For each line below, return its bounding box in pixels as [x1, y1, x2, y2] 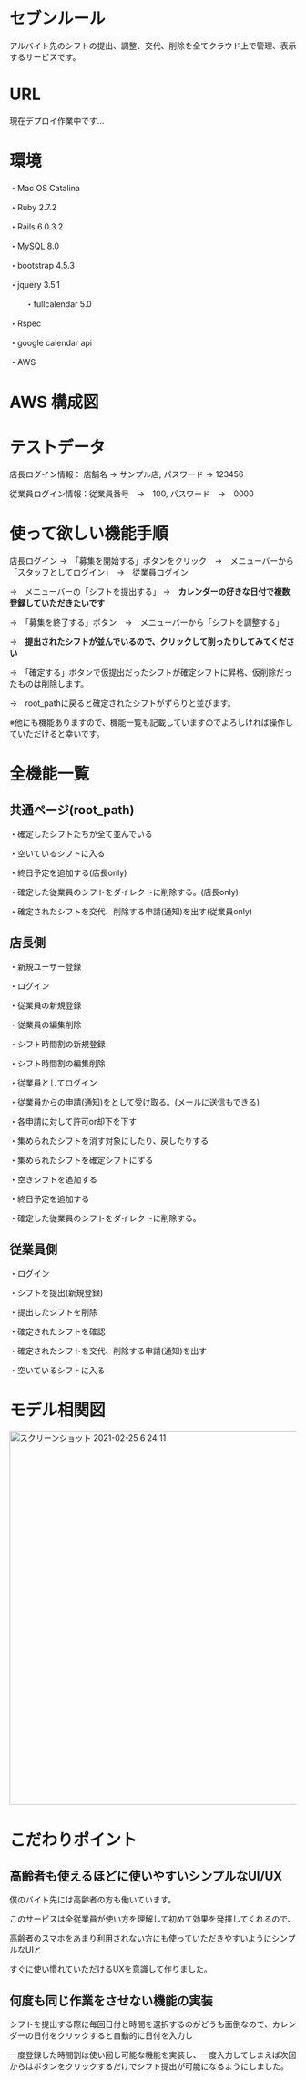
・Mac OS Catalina [9, 182, 80, 193]
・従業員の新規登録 [9, 999, 82, 1011]
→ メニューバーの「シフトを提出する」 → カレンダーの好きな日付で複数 [9, 586, 291, 596]
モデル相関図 [9, 1400, 107, 1421]
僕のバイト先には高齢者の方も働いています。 [9, 1894, 177, 1905]
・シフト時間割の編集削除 [9, 1057, 106, 1068]
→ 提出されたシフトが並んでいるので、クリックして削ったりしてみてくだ [9, 636, 287, 647]
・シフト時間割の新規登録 [9, 1038, 106, 1049]
